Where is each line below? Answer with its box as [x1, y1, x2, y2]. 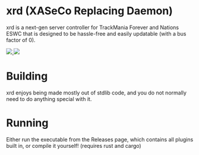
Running [6, 116, 49, 130]
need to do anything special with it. [6, 95, 92, 102]
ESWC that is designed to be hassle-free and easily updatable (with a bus [6, 30, 187, 37]
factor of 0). [6, 36, 36, 43]
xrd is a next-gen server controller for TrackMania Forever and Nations [6, 24, 179, 31]
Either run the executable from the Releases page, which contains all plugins [6, 135, 194, 143]
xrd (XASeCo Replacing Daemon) [6, 4, 173, 18]
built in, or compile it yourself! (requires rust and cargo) [6, 142, 141, 149]
